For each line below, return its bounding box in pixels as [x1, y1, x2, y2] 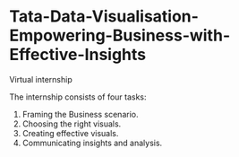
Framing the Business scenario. [21, 109, 139, 119]
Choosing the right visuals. [21, 118, 122, 129]
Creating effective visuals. [21, 127, 119, 138]
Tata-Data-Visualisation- [9, 6, 200, 27]
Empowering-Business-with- [9, 25, 231, 46]
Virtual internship [9, 74, 73, 84]
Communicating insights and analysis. [21, 137, 163, 148]
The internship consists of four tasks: [9, 92, 147, 102]
